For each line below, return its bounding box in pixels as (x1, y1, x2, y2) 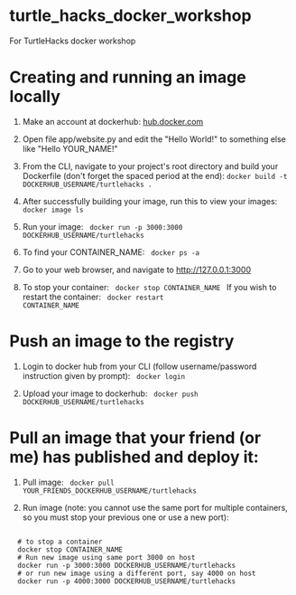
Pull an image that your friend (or (9, 428, 262, 448)
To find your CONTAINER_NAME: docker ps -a (22, 246, 200, 258)
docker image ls (22, 205, 84, 214)
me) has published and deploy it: (9, 447, 259, 467)
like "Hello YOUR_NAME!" (22, 143, 119, 154)
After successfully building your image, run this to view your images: (22, 195, 278, 206)
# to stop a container (17, 537, 103, 546)
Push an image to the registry (9, 331, 235, 352)
